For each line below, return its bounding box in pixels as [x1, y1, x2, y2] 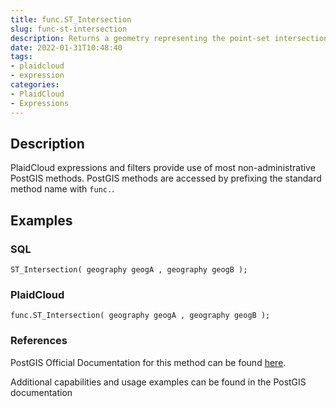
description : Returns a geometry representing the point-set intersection [10, 33, 329, 43]
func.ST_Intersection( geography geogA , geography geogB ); [10, 311, 271, 321]
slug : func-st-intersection [10, 24, 128, 34]
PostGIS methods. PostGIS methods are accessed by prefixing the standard [10, 172, 322, 185]
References [10, 334, 68, 348]
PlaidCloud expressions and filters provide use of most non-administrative [10, 162, 316, 174]
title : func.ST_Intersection [10, 14, 132, 25]
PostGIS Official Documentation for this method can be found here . [10, 356, 287, 368]
